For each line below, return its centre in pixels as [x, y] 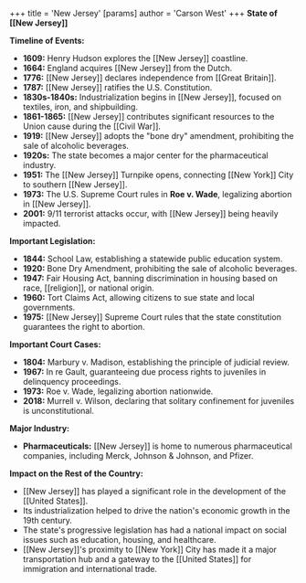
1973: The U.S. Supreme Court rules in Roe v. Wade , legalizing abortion [157, 194]
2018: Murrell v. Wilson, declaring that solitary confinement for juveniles [158, 401]
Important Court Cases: [55, 344]
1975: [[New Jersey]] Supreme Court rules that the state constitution [152, 317]
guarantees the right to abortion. [84, 327]
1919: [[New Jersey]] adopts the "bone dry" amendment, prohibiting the [158, 136]
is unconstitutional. [58, 411]
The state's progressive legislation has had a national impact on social [155, 530]
